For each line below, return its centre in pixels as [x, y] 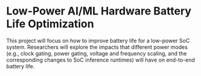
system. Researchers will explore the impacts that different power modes [97, 47]
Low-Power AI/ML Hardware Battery [99, 11]
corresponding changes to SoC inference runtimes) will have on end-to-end [101, 60]
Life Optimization [50, 24]
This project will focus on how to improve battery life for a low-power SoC [98, 40]
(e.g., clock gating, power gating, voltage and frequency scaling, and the [97, 53]
